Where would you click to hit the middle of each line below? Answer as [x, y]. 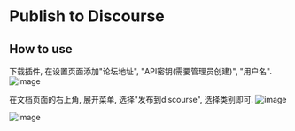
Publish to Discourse [87, 16]
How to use [41, 49]
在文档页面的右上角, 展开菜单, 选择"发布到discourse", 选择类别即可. [132, 100]
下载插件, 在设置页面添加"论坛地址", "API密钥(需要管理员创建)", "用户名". [141, 71]
